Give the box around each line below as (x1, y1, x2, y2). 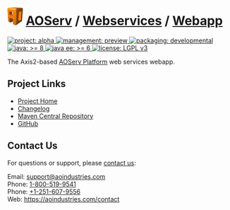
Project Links (7, 78, 66, 90)
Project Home (17, 96, 58, 105)
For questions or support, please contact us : (7, 158, 136, 167)
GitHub (17, 119, 39, 127)
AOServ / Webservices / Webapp (25, 13, 224, 29)
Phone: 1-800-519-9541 (7, 180, 76, 188)
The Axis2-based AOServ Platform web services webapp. (7, 57, 175, 66)
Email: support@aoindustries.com (7, 172, 106, 180)
